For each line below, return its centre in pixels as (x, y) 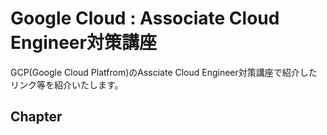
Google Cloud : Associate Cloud (145, 18)
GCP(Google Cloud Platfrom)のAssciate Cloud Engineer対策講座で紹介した (164, 72)
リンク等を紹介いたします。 (67, 84)
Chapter (36, 117)
